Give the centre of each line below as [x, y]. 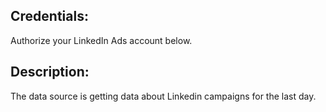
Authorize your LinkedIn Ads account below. [101, 40]
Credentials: [49, 16]
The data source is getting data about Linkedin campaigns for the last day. [163, 96]
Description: [50, 72]
